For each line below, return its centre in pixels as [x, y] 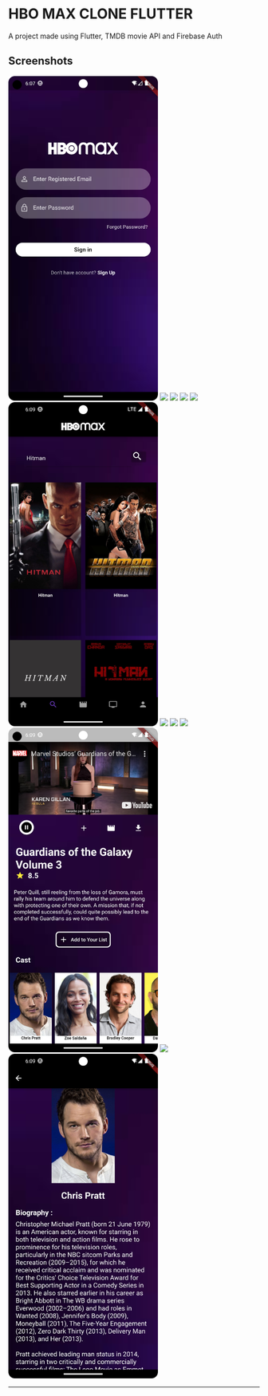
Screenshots [41, 61]
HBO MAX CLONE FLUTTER [100, 14]
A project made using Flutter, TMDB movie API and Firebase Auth [116, 36]
